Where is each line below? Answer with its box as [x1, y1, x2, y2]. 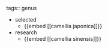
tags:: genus [6, 5, 37, 11]
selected [14, 16, 37, 23]
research [14, 29, 37, 36]
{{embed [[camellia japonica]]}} [23, 23, 103, 29]
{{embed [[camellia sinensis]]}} [23, 35, 102, 42]
